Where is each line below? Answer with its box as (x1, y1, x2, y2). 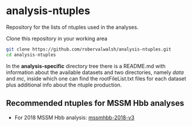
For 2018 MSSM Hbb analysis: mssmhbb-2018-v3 (14, 113, 135, 121)
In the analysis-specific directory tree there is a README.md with (6, 62, 166, 69)
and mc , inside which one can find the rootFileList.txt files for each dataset (6, 75, 186, 82)
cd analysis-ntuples (6, 52, 57, 58)
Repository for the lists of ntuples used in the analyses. (6, 24, 139, 31)
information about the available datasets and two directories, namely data (6, 69, 184, 76)
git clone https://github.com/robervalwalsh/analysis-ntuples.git (6, 46, 172, 52)
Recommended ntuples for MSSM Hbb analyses (6, 98, 184, 108)
